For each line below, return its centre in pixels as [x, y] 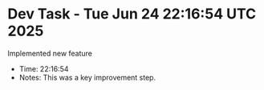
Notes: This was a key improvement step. [87, 77]
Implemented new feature [50, 53]
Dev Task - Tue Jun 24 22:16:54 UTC [132, 14]
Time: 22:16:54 [44, 68]
